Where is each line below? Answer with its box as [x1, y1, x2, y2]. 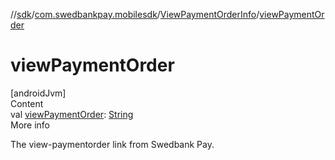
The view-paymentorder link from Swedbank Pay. [10, 138, 215, 150]
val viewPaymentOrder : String [10, 108, 134, 120]
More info [10, 119, 51, 131]
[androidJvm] [10, 87, 67, 99]
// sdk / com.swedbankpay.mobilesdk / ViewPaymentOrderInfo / [10, 9, 260, 20]
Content [10, 97, 44, 109]
